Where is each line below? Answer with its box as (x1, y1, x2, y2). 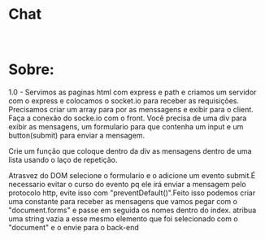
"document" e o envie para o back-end (8, 222, 140, 232)
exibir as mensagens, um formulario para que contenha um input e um (8, 121, 244, 131)
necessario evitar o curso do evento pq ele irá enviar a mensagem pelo (8, 179, 246, 189)
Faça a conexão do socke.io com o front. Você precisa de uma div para (8, 113, 247, 123)
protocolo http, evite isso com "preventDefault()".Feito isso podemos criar (8, 188, 256, 198)
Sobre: (8, 60, 54, 79)
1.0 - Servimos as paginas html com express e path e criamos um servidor (8, 87, 257, 97)
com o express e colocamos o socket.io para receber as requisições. (8, 95, 240, 106)
